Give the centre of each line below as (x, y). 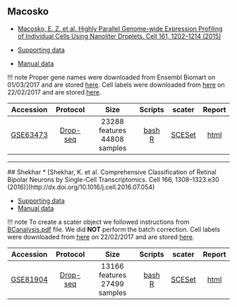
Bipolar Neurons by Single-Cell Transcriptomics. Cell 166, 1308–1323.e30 (114, 179)
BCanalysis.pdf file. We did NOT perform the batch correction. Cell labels (114, 229)
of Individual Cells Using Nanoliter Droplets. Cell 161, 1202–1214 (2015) (119, 36)
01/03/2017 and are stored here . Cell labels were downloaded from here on (116, 85)
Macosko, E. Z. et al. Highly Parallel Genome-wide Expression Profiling (120, 28)
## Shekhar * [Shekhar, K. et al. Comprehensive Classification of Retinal (112, 171)
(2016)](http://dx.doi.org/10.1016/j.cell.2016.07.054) (81, 187)
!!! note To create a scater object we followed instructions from (98, 222)
